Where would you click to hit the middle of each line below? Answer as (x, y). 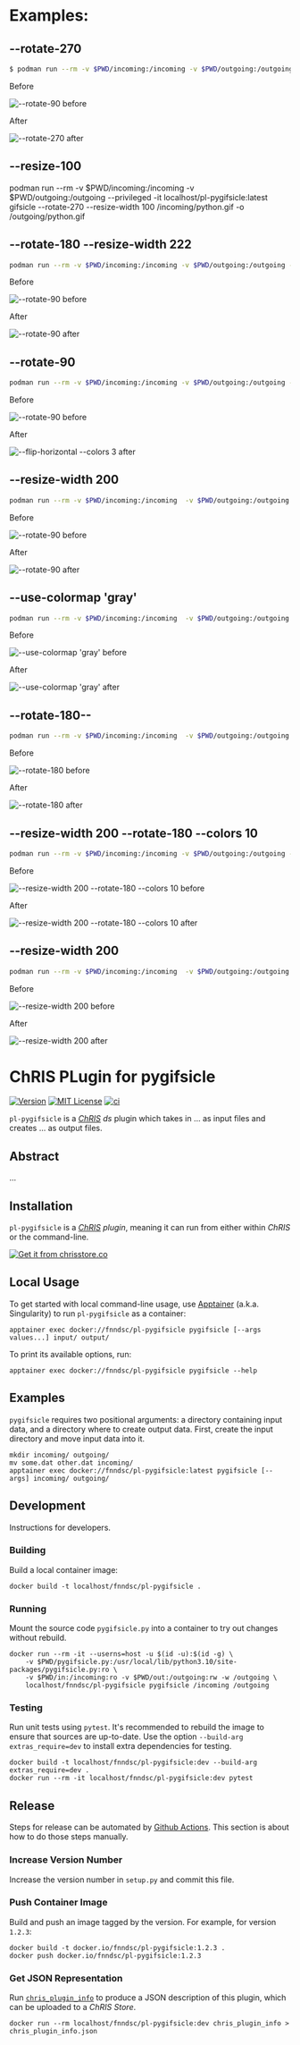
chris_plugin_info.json (54, 2032)
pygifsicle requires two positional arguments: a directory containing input (146, 1419)
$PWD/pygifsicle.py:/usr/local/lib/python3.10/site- (137, 1662)
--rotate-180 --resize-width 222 (100, 245)
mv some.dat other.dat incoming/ (71, 1463)
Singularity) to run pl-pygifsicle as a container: (98, 1313)
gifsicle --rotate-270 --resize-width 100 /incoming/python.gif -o (127, 207)
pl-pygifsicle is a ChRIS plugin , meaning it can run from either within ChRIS (150, 1228)
